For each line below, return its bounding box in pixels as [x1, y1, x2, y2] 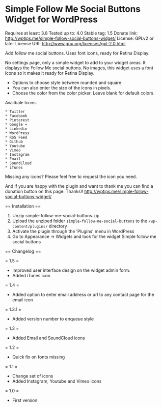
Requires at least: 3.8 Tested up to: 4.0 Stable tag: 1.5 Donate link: [5, 30, 138, 36]
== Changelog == [5, 248, 41, 254]
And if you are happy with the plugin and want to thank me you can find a [5, 183, 154, 189]
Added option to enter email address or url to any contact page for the [12, 291, 155, 297]
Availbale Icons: [5, 99, 37, 105]
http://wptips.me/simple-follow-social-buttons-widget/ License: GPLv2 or [5, 35, 154, 41]
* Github [5, 139, 23, 144]
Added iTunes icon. [12, 272, 52, 278]
